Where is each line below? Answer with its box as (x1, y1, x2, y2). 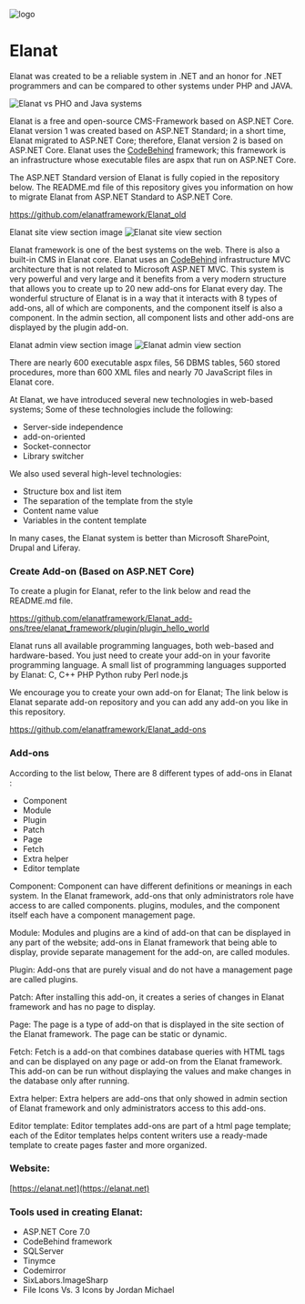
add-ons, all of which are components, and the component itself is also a (9, 302, 283, 313)
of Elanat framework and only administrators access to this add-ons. (9, 1103, 267, 1114)
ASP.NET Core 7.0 (22, 1227, 91, 1237)
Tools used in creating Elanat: (9, 1206, 144, 1218)
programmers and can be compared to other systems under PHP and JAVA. (9, 80, 293, 91)
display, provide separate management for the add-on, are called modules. (9, 946, 290, 957)
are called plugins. (9, 973, 79, 984)
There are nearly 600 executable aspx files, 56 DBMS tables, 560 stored (9, 356, 280, 368)
